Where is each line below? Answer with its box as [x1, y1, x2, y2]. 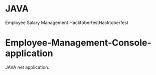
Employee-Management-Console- [5, 37, 151, 48]
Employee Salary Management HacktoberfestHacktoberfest [5, 19, 129, 25]
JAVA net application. [5, 64, 50, 70]
